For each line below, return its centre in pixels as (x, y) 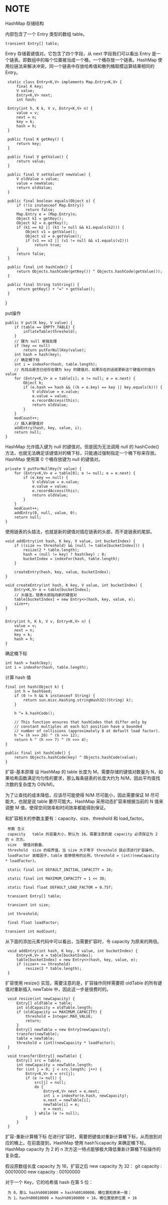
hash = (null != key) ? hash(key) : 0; (65, 554)
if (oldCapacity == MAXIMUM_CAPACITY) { (59, 1012)
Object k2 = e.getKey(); (42, 223)
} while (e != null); (57, 1113)
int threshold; (23, 914)
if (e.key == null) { (46, 477)
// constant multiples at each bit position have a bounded (78, 726)
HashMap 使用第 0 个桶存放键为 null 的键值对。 (54, 459)
